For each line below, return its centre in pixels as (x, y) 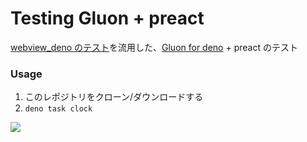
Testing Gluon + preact (107, 18)
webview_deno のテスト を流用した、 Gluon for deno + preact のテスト (154, 47)
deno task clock (58, 109)
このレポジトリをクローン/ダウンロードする (114, 97)
